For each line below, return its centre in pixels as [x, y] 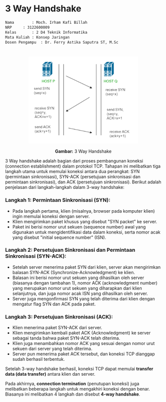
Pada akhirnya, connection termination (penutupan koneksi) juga [72, 384]
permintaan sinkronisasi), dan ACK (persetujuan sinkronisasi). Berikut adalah [83, 182]
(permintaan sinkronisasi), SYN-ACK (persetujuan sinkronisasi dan [73, 177]
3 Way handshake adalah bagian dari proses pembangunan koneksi [74, 161]
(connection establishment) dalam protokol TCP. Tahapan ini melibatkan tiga [83, 166]
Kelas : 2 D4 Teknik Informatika [46, 32]
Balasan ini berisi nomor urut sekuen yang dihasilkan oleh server [78, 278]
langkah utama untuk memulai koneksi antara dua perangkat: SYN [73, 172]
